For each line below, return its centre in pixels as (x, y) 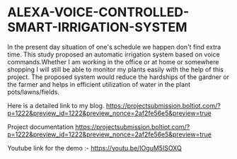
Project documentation (41, 126)
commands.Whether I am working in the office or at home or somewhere (113, 61)
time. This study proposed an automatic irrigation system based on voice (114, 54)
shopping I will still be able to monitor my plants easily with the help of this (116, 69)
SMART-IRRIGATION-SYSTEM (97, 27)
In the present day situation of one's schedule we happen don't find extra (114, 47)
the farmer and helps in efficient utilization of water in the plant (99, 84)
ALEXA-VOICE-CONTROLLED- (98, 12)
